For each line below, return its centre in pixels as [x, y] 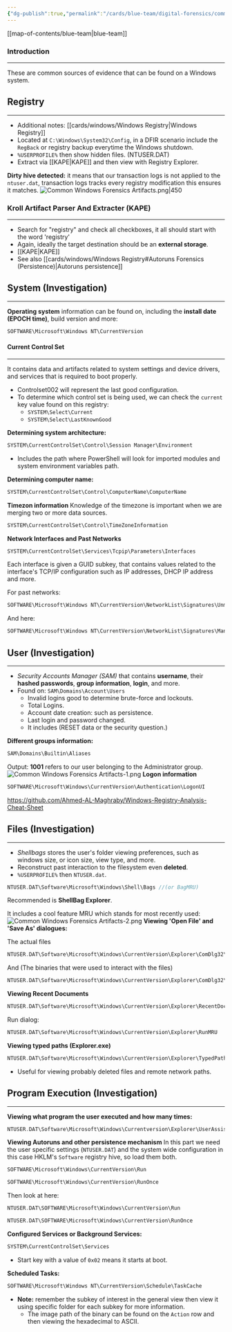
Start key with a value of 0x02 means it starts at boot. [92, 1260]
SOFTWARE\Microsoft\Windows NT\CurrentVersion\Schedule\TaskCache [105, 1286]
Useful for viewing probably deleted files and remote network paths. [114, 1072]
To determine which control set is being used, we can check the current [120, 397]
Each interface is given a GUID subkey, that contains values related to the [112, 565]
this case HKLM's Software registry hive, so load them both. [92, 1157]
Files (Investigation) [51, 829]
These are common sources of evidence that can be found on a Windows [112, 73]
